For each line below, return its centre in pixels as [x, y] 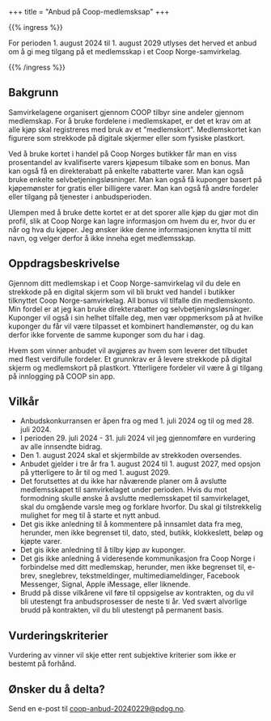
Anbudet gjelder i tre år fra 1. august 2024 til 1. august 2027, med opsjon [140, 464]
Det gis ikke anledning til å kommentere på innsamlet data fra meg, [131, 524]
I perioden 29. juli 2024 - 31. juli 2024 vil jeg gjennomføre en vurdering [138, 438]
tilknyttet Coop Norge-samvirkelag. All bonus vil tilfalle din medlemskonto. [132, 300]
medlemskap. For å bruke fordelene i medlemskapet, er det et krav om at [129, 121]
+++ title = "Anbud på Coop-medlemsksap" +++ [89, 12]
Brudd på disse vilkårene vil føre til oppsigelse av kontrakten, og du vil [137, 593]
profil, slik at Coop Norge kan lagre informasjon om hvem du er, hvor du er [132, 221]
